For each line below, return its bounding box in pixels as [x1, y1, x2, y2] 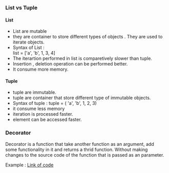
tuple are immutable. [12, 89, 56, 96]
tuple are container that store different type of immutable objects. [12, 95, 151, 101]
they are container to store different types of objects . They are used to [12, 34, 163, 40]
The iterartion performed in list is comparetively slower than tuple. [12, 55, 153, 61]
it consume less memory [12, 105, 65, 112]
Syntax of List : [12, 45, 45, 51]
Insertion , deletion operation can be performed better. [12, 61, 128, 67]
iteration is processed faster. [12, 111, 73, 117]
